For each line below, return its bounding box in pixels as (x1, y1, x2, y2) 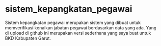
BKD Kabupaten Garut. (5, 35, 51, 41)
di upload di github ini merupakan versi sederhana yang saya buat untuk (5, 30, 151, 36)
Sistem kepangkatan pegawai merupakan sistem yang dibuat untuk (5, 20, 141, 25)
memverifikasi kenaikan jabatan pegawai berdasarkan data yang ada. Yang (5, 24, 157, 30)
